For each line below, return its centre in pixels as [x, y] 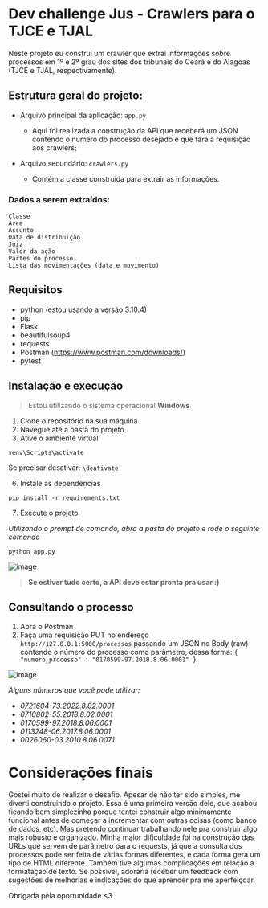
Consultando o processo [71, 607]
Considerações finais [81, 773]
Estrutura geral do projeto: [75, 96]
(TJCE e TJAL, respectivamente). [63, 70]
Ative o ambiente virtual [59, 438]
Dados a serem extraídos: [59, 199]
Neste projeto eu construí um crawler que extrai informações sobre [120, 53]
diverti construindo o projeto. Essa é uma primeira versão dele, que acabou [133, 804]
